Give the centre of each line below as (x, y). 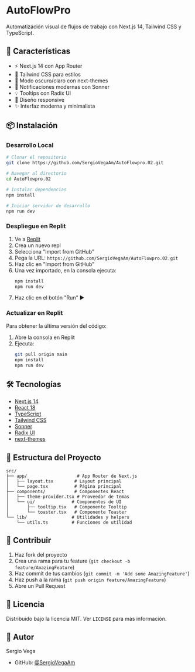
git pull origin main (41, 354)
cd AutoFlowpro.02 (28, 179)
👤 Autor (20, 637)
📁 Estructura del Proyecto (54, 458)
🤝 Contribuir (29, 540)
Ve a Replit (28, 239)
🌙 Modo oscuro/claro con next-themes (61, 81)
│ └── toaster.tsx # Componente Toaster (66, 513)
